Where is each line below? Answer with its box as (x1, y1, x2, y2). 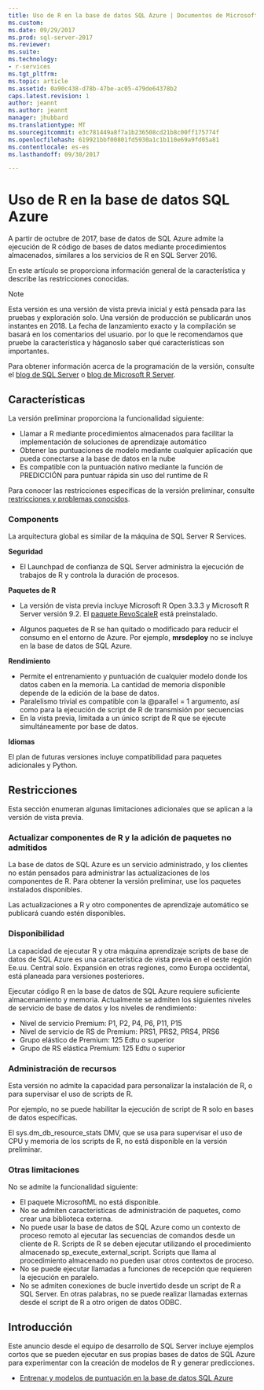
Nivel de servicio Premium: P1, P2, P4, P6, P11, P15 (19, 1018, 182, 1028)
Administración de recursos (8, 1063, 117, 1074)
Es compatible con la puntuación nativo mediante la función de (19, 462, 224, 472)
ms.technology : (8, 56, 58, 64)
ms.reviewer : (8, 41, 51, 49)
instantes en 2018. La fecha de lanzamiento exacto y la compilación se (8, 322, 236, 331)
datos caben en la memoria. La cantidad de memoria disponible (19, 680, 225, 689)
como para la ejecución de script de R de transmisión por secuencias (19, 705, 244, 715)
